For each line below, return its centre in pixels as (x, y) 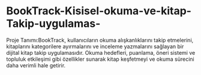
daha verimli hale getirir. (36, 65)
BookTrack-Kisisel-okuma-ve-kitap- (99, 11)
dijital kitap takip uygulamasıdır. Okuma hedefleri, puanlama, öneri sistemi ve (101, 52)
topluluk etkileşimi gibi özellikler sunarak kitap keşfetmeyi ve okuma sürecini (100, 59)
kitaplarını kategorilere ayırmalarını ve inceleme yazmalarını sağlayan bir (95, 46)
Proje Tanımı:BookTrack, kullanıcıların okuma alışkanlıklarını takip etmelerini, (100, 40)
